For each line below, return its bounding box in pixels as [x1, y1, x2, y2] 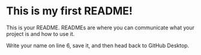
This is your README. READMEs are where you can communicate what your [6, 24, 195, 31]
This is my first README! [6, 4, 133, 18]
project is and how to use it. [6, 30, 75, 37]
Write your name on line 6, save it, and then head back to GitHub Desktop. [6, 42, 190, 49]
